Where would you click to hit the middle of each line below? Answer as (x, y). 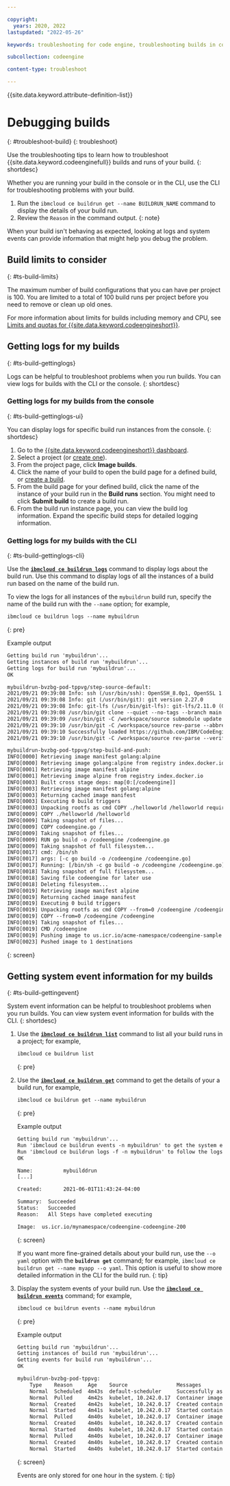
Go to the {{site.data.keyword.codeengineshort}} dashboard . (103, 450)
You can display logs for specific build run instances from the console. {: (110, 429)
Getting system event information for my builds (110, 976)
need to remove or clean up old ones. (60, 304)
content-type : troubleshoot (47, 69)
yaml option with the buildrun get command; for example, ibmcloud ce (116, 1260)
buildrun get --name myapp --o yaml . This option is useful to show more (119, 1268)
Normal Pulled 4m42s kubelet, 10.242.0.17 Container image (126, 1398)
